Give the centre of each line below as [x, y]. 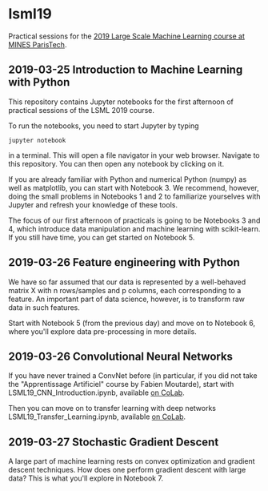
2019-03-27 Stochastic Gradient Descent [114, 442]
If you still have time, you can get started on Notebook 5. [102, 237]
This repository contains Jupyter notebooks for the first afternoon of [121, 102]
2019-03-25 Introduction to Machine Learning [126, 70]
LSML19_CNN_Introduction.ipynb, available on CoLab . [97, 392]
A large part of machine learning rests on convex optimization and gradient [132, 461]
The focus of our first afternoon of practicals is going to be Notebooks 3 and [134, 220]
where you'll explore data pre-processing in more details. [103, 331]
